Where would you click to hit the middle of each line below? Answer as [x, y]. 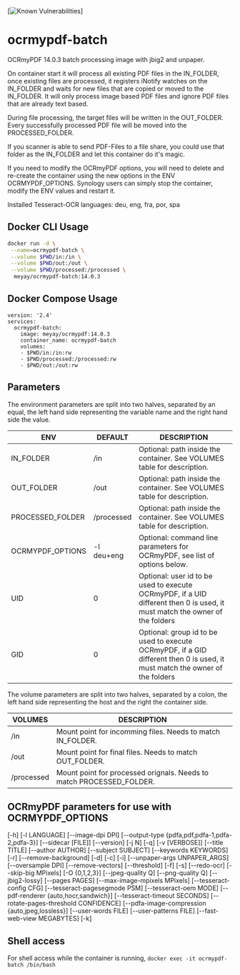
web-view [22, 919]
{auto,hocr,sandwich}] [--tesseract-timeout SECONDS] [128, 896]
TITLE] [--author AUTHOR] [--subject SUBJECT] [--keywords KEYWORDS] [118, 850]
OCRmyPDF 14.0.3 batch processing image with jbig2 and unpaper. [106, 59]
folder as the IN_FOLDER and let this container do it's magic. [96, 154]
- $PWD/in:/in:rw [46, 353]
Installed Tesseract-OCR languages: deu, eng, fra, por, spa [94, 204]
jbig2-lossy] [25, 881]
